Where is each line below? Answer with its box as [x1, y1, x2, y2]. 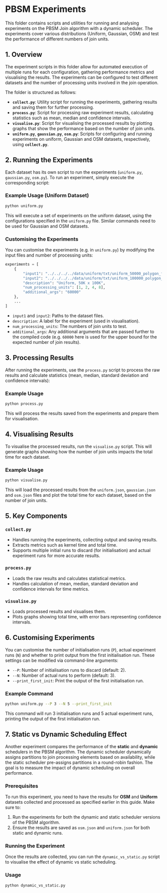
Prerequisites [5, 782, 38, 789]
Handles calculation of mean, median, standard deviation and [12, 581, 138, 587]
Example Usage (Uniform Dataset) [5, 192, 89, 199]
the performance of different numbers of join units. [5, 36, 109, 42]
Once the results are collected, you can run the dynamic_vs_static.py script [5, 854, 160, 860]
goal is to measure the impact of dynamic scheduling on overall [5, 765, 135, 771]
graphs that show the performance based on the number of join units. [12, 125, 156, 131]
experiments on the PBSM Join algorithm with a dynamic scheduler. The [5, 25, 153, 31]
